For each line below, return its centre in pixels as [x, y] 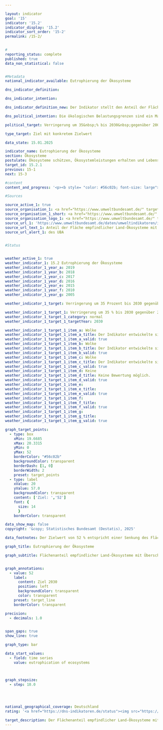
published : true [21, 59]
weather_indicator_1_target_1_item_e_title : [51, 389]
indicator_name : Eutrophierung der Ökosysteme [53, 152]
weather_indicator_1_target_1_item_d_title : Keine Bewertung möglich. [78, 376]
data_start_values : [25, 653]
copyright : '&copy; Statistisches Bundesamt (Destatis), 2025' [70, 529]
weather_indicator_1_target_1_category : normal [54, 317]
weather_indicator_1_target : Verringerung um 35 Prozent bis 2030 [73, 304]
